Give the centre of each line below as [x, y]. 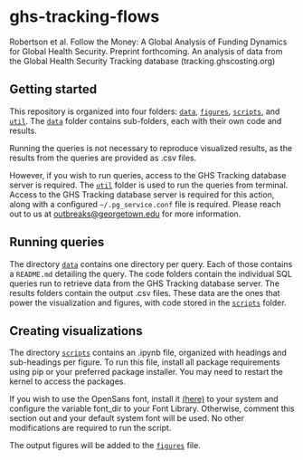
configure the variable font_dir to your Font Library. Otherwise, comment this [152, 408]
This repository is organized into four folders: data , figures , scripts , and [145, 111]
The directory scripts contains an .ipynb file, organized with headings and [148, 353]
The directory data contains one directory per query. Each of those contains [151, 264]
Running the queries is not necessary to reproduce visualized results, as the [151, 148]
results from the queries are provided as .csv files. [103, 158]
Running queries [57, 242]
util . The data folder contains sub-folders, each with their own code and [146, 120]
